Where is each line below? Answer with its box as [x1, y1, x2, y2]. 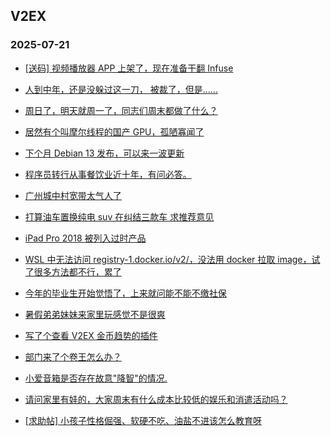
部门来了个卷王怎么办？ [24, 350, 122, 363]
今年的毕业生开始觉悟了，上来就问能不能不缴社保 [24, 287, 227, 299]
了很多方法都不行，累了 [24, 265, 122, 278]
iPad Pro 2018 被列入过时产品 [24, 232, 147, 244]
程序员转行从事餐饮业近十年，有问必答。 [24, 168, 192, 180]
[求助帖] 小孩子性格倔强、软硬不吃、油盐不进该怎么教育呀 [24, 414, 262, 426]
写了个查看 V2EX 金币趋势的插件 [24, 329, 158, 341]
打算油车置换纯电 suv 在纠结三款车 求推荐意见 [24, 210, 215, 223]
